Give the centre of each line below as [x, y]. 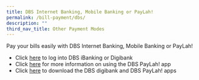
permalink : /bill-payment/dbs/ [46, 18]
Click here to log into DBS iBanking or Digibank [74, 58]
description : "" [27, 23]
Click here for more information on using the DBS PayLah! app [93, 64]
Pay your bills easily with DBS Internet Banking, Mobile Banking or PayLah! [100, 46]
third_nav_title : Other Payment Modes [55, 29]
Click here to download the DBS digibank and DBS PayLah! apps [96, 71]
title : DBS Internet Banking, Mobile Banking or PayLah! [80, 12]
